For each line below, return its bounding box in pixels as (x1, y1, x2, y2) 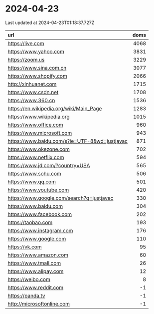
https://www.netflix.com (7, 154, 64, 161)
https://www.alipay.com (7, 267, 64, 274)
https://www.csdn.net (7, 89, 59, 96)
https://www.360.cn (7, 97, 55, 104)
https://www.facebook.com (7, 211, 72, 218)
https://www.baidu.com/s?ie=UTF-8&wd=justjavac (7, 137, 128, 144)
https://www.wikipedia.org (7, 113, 70, 120)
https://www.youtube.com (7, 186, 69, 193)
